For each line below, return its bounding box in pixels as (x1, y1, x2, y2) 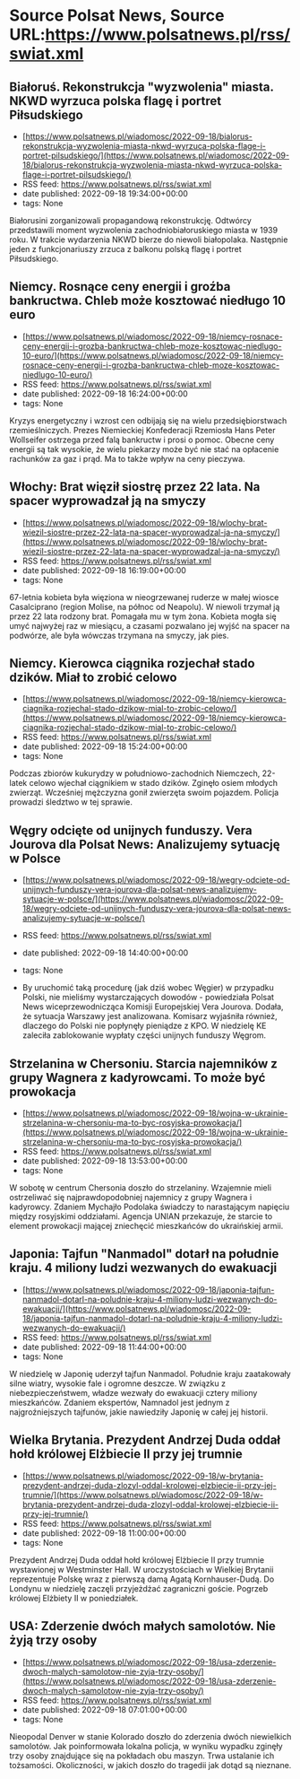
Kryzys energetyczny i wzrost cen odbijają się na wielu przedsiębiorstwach (9, 414, 287, 426)
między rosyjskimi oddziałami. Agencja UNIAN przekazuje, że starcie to (9, 1211, 273, 1222)
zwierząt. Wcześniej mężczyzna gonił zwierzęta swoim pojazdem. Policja (9, 787, 279, 798)
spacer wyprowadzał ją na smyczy (9, 493, 206, 509)
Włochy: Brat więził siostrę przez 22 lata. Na (9, 479, 261, 494)
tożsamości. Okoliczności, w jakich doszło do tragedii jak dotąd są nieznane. (9, 1759, 292, 1770)
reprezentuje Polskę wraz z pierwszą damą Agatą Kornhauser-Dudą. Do (9, 1574, 275, 1584)
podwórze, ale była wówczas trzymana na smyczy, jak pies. (9, 630, 230, 641)
